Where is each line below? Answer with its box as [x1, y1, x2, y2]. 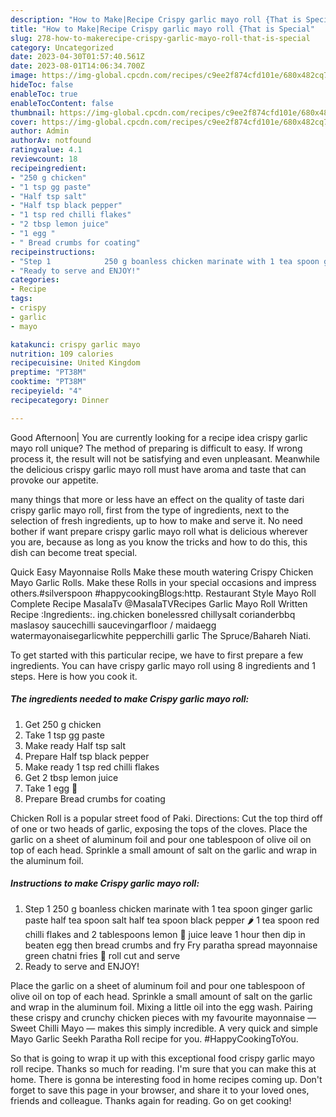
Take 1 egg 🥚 [24, 782, 78, 794]
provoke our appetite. [10, 474, 99, 486]
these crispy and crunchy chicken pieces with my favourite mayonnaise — [10, 1011, 317, 1023]
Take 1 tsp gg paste [24, 729, 105, 741]
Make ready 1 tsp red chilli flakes [24, 761, 160, 773]
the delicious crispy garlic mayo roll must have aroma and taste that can [10, 463, 307, 475]
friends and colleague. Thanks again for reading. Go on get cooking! [10, 1094, 292, 1106]
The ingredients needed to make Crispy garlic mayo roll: [10, 693, 250, 705]
